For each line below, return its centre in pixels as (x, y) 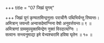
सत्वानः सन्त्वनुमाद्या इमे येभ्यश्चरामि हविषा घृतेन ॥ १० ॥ (49, 34)
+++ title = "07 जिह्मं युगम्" (30, 8)
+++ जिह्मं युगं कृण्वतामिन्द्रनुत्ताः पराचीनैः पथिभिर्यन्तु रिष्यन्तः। (52, 18)
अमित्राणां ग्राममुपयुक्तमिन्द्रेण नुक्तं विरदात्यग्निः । (42, 29)
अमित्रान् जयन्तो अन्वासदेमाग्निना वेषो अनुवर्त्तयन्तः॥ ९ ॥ (48, 23)
